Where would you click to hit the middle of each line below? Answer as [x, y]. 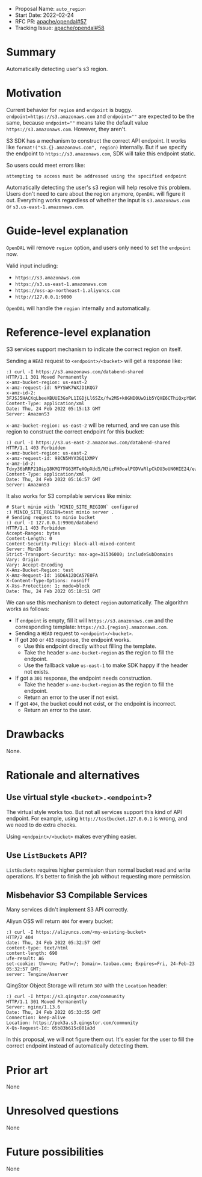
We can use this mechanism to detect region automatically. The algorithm [97, 602]
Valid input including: [32, 266]
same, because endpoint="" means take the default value [77, 122]
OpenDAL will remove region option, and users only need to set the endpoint [99, 247]
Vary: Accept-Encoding [35, 565]
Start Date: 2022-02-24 [44, 15]
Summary [31, 52]
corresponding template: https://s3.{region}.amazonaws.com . [91, 627]
